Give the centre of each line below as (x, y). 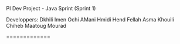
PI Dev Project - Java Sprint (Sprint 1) (51, 8)
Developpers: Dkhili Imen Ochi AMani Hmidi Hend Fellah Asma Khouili (90, 19)
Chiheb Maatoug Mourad (36, 26)
